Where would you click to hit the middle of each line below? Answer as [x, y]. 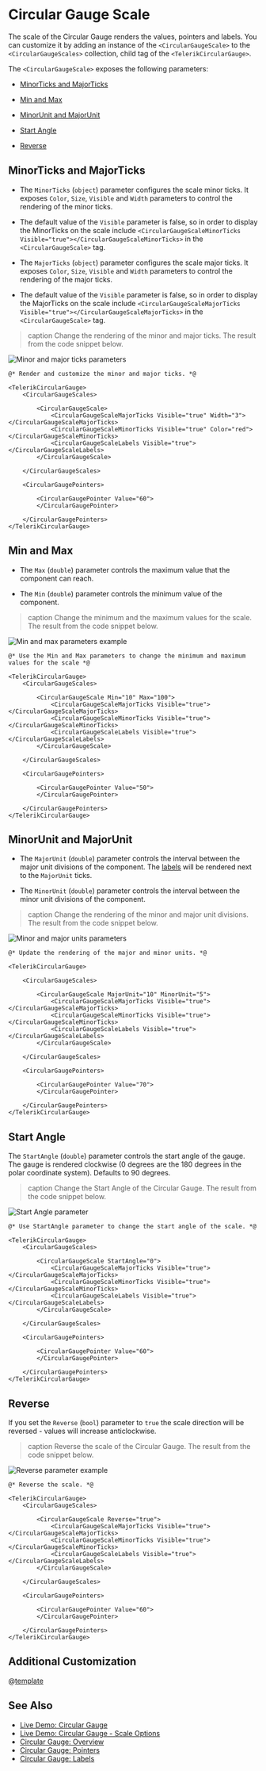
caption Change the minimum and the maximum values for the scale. [139, 617]
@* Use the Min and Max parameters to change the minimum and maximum [127, 656]
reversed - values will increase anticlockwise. [82, 1431]
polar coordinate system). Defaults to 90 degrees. [89, 1173]
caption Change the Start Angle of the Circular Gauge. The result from [142, 1188]
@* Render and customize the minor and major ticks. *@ [102, 374]
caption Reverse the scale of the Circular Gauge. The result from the [139, 1446]
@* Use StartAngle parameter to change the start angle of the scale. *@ [133, 1227]
